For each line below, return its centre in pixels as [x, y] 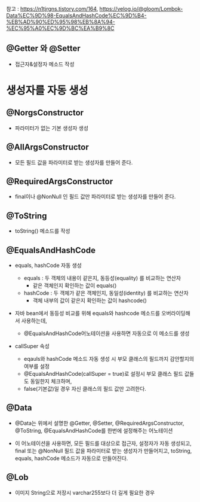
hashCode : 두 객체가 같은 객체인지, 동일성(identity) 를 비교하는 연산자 [106, 293]
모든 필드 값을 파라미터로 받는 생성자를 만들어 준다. [74, 162]
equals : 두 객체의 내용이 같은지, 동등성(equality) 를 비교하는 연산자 [102, 278]
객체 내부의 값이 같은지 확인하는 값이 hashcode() [90, 300]
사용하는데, [34, 321]
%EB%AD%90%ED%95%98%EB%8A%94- [61, 22]
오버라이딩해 [176, 314]
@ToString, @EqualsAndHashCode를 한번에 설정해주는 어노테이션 [94, 430]
